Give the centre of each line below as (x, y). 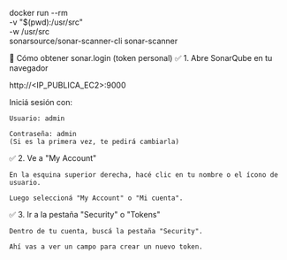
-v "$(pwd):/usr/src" (46, 22)
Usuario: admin (37, 119)
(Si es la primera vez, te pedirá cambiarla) (94, 141)
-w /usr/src (30, 31)
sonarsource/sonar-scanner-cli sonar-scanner (94, 41)
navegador (29, 68)
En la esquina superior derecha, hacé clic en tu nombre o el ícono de (143, 175)
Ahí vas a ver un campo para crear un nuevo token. (106, 247)
